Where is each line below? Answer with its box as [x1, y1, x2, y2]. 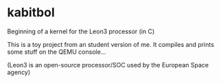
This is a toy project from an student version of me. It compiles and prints [7, 40, 215, 48]
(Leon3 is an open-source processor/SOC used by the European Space [7, 61, 209, 69]
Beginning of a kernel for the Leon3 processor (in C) [7, 27, 155, 35]
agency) [7, 68, 31, 76]
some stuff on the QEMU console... [7, 48, 106, 56]
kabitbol [7, 5, 55, 20]
